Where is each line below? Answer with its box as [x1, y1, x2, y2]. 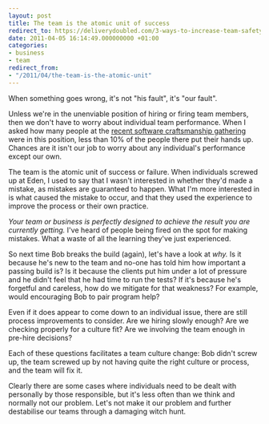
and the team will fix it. [8, 365, 83, 375]
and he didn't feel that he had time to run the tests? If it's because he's [8, 274, 242, 285]
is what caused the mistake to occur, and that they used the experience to [8, 192, 253, 202]
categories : [8, 42, 48, 50]
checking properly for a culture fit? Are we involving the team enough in [8, 324, 246, 333]
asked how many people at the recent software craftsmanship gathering [8, 126, 247, 135]
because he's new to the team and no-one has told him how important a [8, 257, 247, 267]
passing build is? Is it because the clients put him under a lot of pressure [8, 266, 247, 276]
